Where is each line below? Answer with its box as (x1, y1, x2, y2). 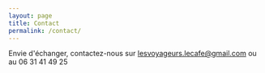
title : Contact (8, 19, 60, 27)
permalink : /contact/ (8, 26, 82, 34)
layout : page (8, 11, 53, 20)
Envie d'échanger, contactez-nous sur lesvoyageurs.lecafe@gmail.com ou (8, 49, 257, 59)
